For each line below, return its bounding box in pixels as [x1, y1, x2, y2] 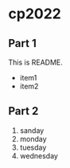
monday [19, 134, 47, 143]
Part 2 [8, 104, 39, 118]
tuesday [19, 143, 47, 152]
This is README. [8, 57, 64, 67]
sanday [19, 125, 45, 135]
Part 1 [8, 37, 37, 50]
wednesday [19, 150, 58, 160]
